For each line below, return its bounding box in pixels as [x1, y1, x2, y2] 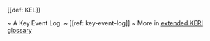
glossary [7, 27, 33, 34]
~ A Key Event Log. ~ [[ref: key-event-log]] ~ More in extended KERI [7, 19, 204, 27]
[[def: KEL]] [7, 6, 40, 14]
